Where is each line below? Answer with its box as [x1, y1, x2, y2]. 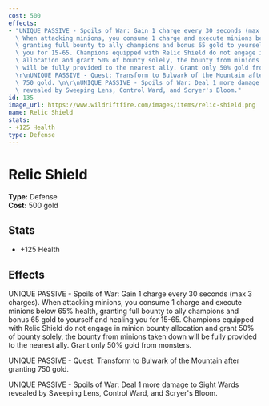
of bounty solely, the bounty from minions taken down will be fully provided [8, 332, 258, 341]
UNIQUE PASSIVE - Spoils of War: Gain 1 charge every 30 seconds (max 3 [8, 289, 252, 299]
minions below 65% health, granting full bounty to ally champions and [8, 306, 239, 316]
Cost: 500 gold [8, 200, 58, 210]
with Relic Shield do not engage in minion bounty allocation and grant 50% [8, 324, 255, 333]
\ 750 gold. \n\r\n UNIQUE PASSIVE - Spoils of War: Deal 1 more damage [15, 78, 260, 86]
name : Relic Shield [8, 109, 74, 117]
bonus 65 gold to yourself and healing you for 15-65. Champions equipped [8, 315, 255, 324]
